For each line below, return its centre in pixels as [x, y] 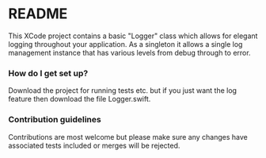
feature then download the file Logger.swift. [80, 99]
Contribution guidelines [55, 120]
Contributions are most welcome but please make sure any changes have [128, 137]
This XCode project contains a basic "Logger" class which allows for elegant [133, 36]
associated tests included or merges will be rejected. [94, 145]
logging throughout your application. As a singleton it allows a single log [125, 44]
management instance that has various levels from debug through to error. [129, 52]
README [38, 14]
